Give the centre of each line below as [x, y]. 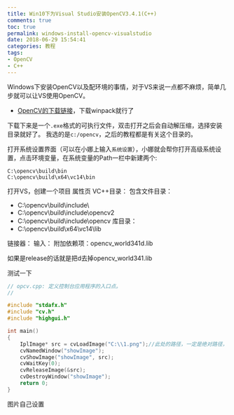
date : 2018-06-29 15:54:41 [47, 40]
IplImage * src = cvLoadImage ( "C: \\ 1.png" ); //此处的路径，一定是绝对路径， [124, 344]
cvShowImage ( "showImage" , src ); [67, 357]
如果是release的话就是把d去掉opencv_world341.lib [80, 258]
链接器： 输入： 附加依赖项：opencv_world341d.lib [80, 243]
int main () [23, 331]
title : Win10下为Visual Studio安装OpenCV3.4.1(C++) [82, 14]
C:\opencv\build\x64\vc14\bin [51, 177]
